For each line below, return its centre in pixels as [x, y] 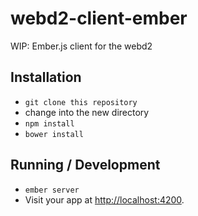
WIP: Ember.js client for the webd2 [81, 46]
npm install [49, 123]
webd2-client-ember [99, 18]
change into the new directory [87, 112]
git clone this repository [81, 102]
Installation [46, 77]
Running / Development [85, 165]
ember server [52, 190]
